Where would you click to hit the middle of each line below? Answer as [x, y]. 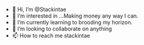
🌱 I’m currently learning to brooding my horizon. [72, 22]
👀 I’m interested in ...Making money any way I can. [75, 16]
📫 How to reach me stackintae [51, 36]
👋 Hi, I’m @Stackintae [39, 9]
